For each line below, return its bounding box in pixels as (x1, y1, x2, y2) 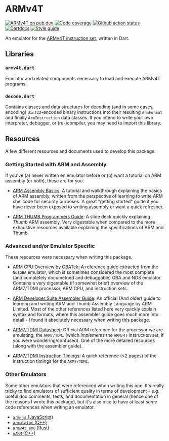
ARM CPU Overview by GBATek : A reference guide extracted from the (12, 264, 158, 270)
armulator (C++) (12, 419, 47, 425)
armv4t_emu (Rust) (12, 425, 50, 431)
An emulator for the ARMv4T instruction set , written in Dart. (5, 35, 130, 41)
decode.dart (5, 93, 35, 99)
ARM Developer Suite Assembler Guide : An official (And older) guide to (12, 295, 161, 301)
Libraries (5, 50, 34, 58)
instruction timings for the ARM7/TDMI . (12, 358, 90, 364)
